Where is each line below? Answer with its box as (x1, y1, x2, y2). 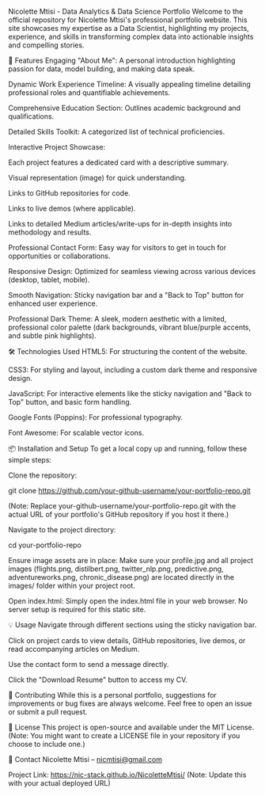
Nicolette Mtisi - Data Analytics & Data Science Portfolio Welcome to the (8, 7, 244, 16)
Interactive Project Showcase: (8, 143, 106, 151)
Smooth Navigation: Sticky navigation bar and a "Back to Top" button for (8, 291, 244, 299)
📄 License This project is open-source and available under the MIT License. (8, 722, 255, 732)
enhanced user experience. (8, 299, 98, 308)
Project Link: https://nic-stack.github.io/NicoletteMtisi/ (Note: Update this (8, 770, 247, 779)
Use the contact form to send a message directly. (8, 660, 169, 668)
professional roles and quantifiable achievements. (8, 88, 171, 97)
